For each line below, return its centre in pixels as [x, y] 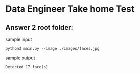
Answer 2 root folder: [39, 28]
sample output [20, 58]
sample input [19, 39]
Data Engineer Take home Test [70, 9]
